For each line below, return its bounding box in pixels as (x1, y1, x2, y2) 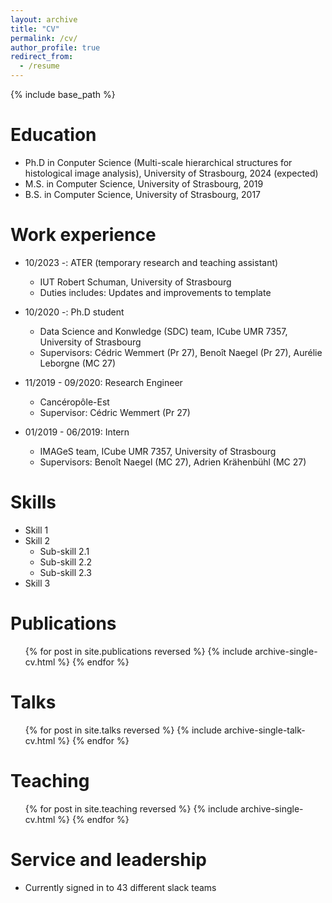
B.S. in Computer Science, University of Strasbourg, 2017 (24, 188, 261, 200)
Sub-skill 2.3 (39, 566, 92, 578)
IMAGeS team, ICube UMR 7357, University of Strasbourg (39, 445, 277, 457)
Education (10, 124, 97, 146)
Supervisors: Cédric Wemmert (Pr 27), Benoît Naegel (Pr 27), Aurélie (39, 346, 323, 358)
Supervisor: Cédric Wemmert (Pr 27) (39, 406, 191, 418)
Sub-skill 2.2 (39, 556, 93, 568)
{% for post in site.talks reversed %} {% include (24, 724, 223, 736)
